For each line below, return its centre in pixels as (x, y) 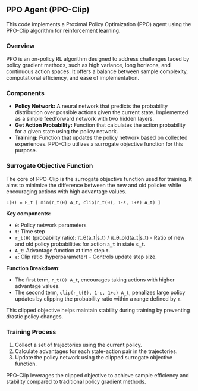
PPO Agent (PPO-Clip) (48, 10)
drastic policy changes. (35, 316)
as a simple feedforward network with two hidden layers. (84, 119)
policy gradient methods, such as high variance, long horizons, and (89, 65)
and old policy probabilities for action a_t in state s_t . (80, 244)
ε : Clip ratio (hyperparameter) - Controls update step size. (86, 257)
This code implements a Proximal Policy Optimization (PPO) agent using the (99, 24)
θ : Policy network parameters (51, 225)
